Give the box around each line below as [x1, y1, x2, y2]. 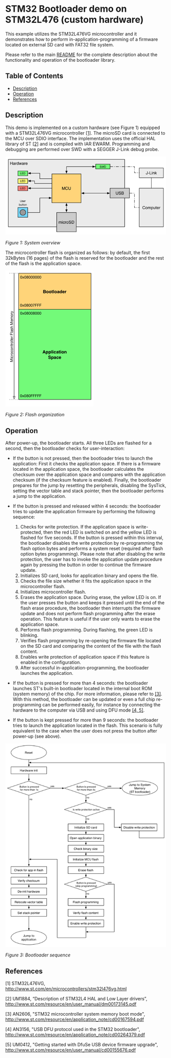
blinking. [20, 632, 39, 638]
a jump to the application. [12, 493, 66, 499]
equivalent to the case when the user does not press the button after [12, 728, 157, 734]
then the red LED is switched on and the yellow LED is [43, 529, 157, 536]
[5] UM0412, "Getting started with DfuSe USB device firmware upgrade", [5, 1041, 158, 1047]
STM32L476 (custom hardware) [5, 14, 144, 26]
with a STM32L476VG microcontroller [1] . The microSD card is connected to [5, 130, 165, 136]
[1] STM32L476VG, [5, 980, 45, 986]
